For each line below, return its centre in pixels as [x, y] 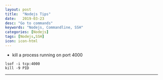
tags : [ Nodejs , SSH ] [25, 37]
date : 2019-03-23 [25, 18]
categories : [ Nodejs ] [27, 32]
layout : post [18, 9]
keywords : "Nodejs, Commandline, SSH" [44, 28]
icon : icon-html [21, 41]
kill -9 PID [17, 68]
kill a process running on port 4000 [47, 55]
